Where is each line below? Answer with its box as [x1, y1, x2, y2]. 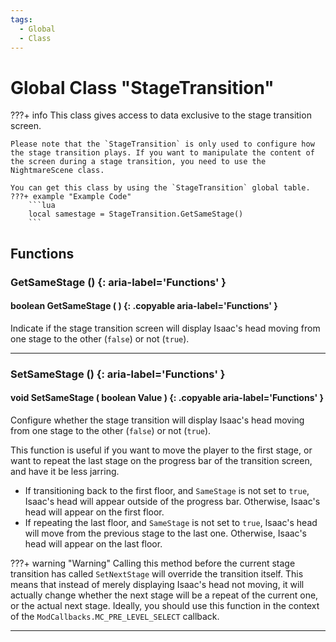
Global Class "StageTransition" [10, 76, 275, 99]
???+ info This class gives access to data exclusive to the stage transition [10, 109, 312, 121]
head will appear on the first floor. [24, 506, 165, 518]
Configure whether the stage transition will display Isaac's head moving [10, 414, 305, 426]
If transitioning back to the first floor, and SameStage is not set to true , [24, 484, 310, 496]
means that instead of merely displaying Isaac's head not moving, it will [10, 578, 305, 590]
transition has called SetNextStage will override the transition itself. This [10, 567, 304, 580]
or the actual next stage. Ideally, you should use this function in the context [10, 599, 320, 611]
